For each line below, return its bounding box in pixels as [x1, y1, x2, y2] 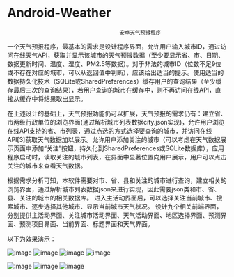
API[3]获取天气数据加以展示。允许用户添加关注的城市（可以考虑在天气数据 [7, 135, 221, 143]
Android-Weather [7, 5, 111, 21]
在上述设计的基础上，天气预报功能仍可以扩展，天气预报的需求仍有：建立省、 [7, 109, 227, 118]
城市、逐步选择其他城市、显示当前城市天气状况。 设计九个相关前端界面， [13, 202, 223, 210]
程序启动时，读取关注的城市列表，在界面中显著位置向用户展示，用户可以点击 [7, 152, 227, 161]
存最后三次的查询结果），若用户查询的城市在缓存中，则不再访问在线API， [7, 86, 216, 94]
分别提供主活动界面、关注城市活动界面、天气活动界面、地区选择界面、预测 [7, 211, 221, 219]
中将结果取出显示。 [31, 94, 87, 102]
